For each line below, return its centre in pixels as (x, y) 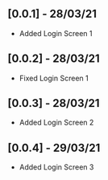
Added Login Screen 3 (56, 167)
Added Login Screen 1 (56, 33)
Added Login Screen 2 (56, 123)
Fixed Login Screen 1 (54, 78)
